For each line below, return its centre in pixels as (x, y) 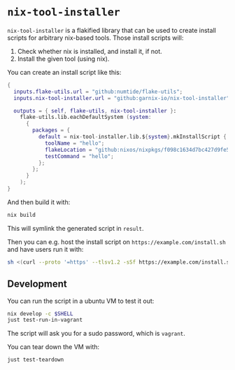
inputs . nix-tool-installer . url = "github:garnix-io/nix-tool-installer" (122, 98)
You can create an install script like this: (64, 72)
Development (37, 284)
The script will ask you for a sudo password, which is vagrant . (96, 334)
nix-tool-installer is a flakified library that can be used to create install (112, 30)
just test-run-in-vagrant (45, 320)
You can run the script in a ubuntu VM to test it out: (81, 301)
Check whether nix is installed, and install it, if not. (90, 51)
